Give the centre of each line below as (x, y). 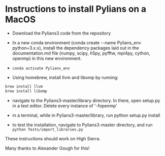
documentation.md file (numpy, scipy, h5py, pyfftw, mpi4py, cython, (81, 53)
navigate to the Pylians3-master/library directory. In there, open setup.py (86, 100)
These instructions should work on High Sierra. (53, 138)
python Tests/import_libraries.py (48, 129)
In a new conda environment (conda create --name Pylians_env (77, 42)
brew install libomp (26, 91)
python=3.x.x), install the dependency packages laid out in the (76, 48)
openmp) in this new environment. (47, 58)
